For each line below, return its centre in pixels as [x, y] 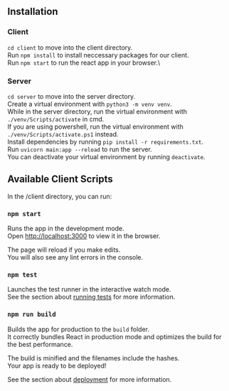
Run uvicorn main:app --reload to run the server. [80, 149]
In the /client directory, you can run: [60, 196]
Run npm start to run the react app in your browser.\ [84, 63]
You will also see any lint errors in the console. [75, 257]
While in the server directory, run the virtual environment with [97, 111]
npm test [22, 275]
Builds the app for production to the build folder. [79, 329]
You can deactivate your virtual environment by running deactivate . [106, 156]
